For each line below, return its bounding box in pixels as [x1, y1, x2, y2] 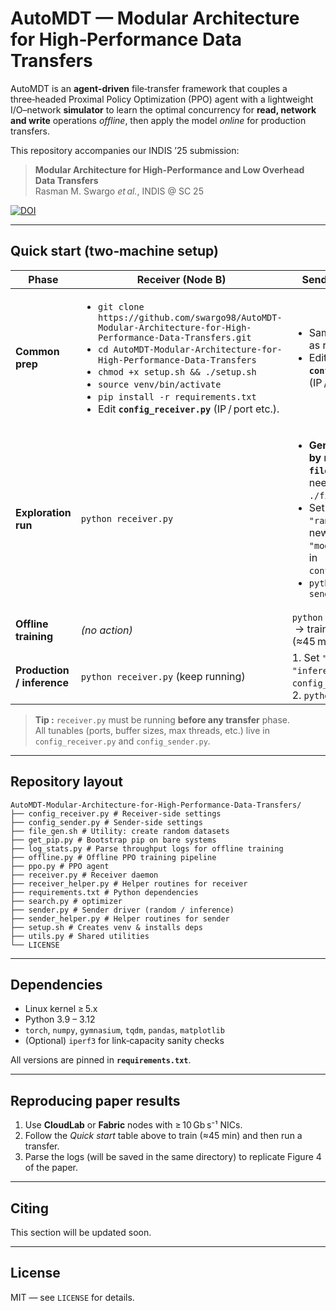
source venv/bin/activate [97, 378, 222, 390]
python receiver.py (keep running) [80, 669, 246, 683]
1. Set [291, 650, 320, 664]
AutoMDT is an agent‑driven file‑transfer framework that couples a [10, 82, 288, 94]
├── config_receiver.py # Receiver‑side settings [10, 808, 222, 819]
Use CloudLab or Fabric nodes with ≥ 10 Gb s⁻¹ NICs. [24, 1119, 243, 1131]
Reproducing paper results [10, 1092, 181, 1109]
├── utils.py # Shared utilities [10, 931, 150, 941]
